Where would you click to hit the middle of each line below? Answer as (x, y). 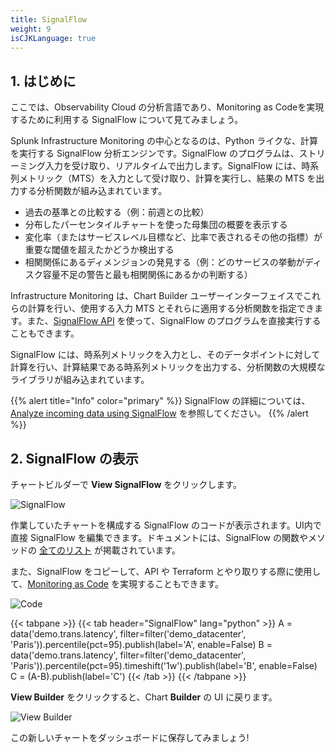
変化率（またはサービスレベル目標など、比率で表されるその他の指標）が (173, 237)
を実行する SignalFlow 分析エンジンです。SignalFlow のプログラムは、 (155, 153)
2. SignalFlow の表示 (74, 458)
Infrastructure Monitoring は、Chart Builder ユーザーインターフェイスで (156, 296)
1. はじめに (43, 81)
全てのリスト (65, 550)
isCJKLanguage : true (53, 38)
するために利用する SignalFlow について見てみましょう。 (127, 120)
